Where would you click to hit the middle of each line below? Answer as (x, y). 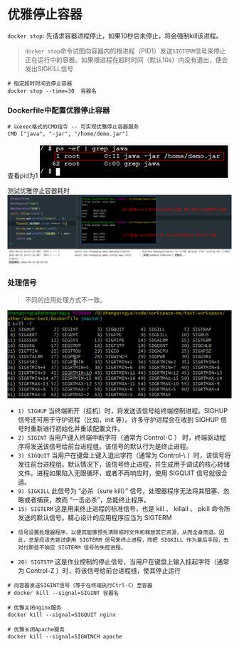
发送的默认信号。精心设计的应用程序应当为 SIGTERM (95, 517)
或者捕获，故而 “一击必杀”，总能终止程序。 (87, 500)
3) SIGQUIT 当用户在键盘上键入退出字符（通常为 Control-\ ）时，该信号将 (124, 455)
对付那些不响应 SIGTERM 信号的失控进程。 (72, 547)
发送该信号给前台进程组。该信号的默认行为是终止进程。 (111, 446)
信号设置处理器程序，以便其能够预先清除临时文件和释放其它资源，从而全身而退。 (118, 532)
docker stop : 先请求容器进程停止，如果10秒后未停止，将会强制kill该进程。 (115, 36)
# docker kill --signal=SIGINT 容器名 (63, 593)
